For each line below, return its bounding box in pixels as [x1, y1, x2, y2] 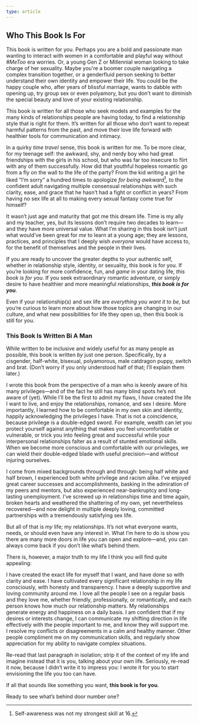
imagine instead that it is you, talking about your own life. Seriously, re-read [6, 658, 190, 665]
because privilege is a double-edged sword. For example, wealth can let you [6, 419, 192, 426]
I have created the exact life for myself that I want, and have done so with [6, 571, 184, 578]
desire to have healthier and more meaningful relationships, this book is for [6, 280, 189, 288]
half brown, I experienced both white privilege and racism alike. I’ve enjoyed [6, 474, 191, 481]
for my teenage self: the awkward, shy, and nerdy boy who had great [6, 150, 174, 157]
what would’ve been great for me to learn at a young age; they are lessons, [6, 232, 189, 239]
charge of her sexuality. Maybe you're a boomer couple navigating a [6, 65, 172, 72]
